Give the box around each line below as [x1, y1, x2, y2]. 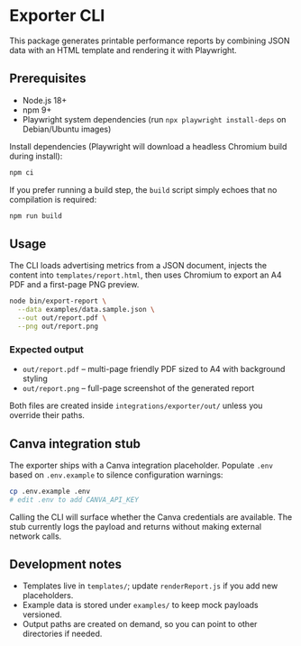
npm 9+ [22, 105, 52, 115]
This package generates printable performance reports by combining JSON [9, 35, 290, 46]
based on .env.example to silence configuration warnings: [9, 469, 223, 480]
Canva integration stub [9, 436, 141, 451]
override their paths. [9, 410, 86, 421]
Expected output [9, 343, 84, 356]
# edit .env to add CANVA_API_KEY [9, 495, 140, 505]
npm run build [9, 211, 63, 221]
